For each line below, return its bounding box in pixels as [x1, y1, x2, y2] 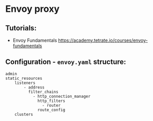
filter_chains [28, 89, 59, 94]
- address [24, 84, 45, 90]
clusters [14, 112, 33, 117]
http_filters [37, 98, 66, 103]
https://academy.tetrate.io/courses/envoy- [58, 37, 148, 43]
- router [42, 102, 61, 108]
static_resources [5, 76, 43, 81]
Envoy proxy [5, 3, 60, 15]
